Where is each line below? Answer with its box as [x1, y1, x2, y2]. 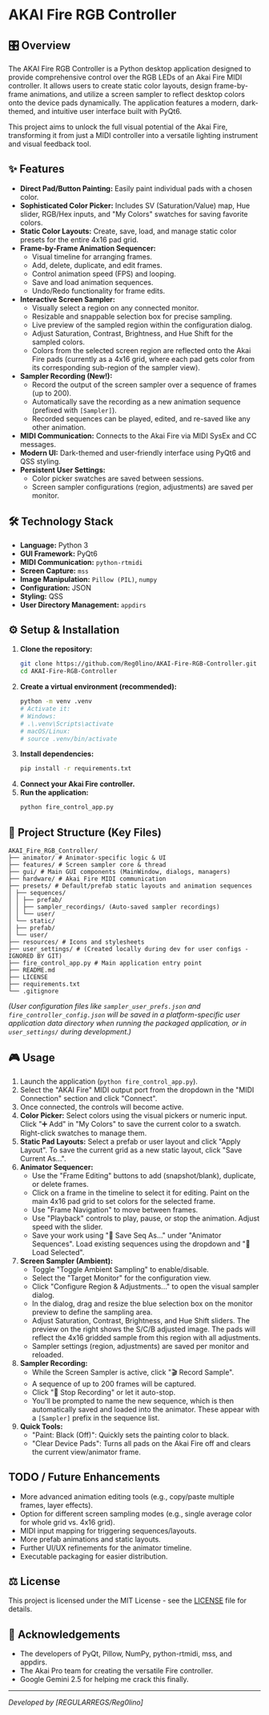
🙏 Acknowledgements [8, 1628, 121, 1641]
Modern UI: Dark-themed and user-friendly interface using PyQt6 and [19, 448, 251, 457]
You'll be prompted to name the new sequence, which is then [31, 1396, 235, 1405]
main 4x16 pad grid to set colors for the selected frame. [31, 1196, 216, 1205]
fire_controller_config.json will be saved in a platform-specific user [8, 1010, 240, 1019]
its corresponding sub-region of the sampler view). [31, 363, 200, 372]
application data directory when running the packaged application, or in [8, 1018, 247, 1028]
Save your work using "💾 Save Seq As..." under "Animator [31, 1230, 222, 1240]
